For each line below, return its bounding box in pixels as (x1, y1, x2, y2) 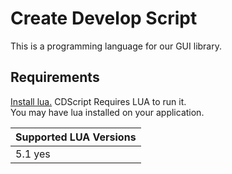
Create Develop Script (10, 7, 198, 30)
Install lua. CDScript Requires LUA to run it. (10, 95, 187, 107)
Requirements (10, 69, 100, 86)
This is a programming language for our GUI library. (10, 40, 222, 52)
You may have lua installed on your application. (10, 106, 205, 118)
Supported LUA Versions (15, 130, 137, 144)
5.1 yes (15, 147, 51, 161)
